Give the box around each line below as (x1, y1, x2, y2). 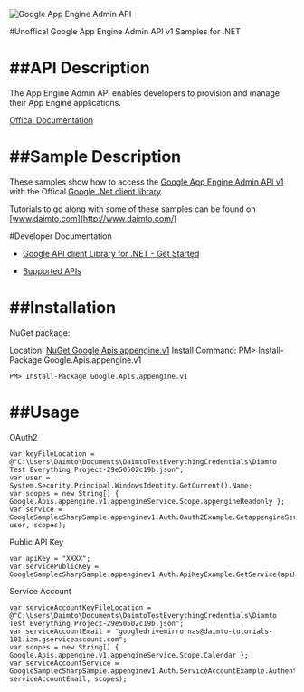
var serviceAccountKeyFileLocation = (9, 602, 152, 612)
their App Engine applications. (9, 97, 122, 108)
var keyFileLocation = (9, 449, 95, 459)
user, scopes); (9, 520, 67, 529)
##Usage (9, 403, 80, 422)
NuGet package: (9, 327, 71, 338)
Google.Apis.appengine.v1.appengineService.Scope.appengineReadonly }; (9, 497, 285, 506)
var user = (9, 473, 51, 482)
